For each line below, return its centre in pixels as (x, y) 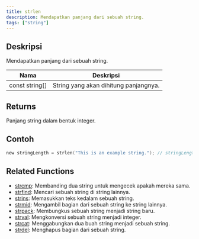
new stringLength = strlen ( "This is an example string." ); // (84, 153)
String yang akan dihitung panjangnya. (106, 85)
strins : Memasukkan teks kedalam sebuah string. (74, 198)
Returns (21, 106)
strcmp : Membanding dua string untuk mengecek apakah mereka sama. (102, 185)
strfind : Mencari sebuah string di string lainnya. (72, 192)
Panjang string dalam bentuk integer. (51, 121)
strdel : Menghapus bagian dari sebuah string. (70, 230)
